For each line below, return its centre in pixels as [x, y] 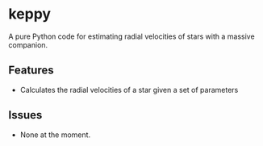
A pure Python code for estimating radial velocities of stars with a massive [132, 36]
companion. [28, 44]
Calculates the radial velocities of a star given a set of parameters [129, 90]
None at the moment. [55, 135]
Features [31, 71]
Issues [25, 115]
